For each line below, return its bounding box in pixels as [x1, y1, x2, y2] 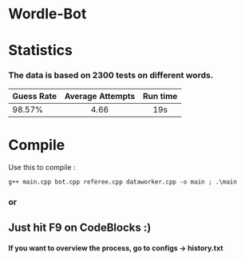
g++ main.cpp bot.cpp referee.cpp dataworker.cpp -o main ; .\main [8, 177, 238, 186]
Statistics [8, 42, 73, 60]
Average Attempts [64, 90, 136, 101]
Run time [142, 90, 178, 101]
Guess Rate [12, 90, 57, 101]
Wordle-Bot [8, 5, 87, 23]
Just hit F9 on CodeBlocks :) [8, 220, 152, 234]
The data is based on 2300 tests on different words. [8, 69, 214, 81]
